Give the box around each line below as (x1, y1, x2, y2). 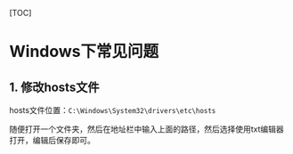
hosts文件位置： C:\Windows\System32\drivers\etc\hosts (9, 105, 216, 115)
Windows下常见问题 (9, 42, 159, 61)
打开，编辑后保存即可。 (9, 135, 95, 145)
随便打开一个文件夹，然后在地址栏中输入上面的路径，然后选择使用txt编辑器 (9, 124, 285, 134)
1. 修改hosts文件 (9, 79, 100, 94)
